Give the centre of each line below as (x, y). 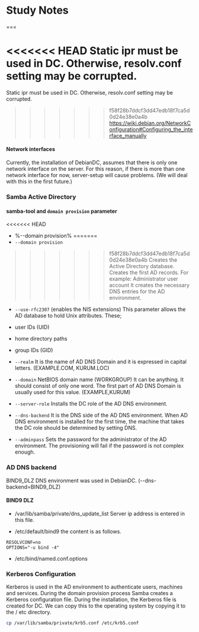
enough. (25, 452)
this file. (24, 520)
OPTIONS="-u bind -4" (33, 548)
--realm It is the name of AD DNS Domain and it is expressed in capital (100, 362)
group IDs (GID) (34, 350)
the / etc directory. (29, 612)
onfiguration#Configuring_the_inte (151, 129)
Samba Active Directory (41, 197)
